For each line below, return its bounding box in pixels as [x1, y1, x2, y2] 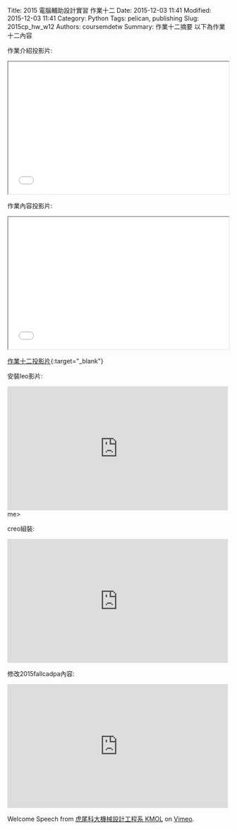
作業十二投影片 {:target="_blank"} [7, 357, 104, 365]
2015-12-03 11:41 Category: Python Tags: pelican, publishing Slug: [7, 14, 200, 23]
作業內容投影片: [7, 202, 53, 210]
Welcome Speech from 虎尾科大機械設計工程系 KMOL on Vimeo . [7, 814, 195, 823]
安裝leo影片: [7, 372, 43, 380]
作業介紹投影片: [7, 47, 53, 54]
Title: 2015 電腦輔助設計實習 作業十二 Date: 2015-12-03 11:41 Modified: [7, 6, 212, 14]
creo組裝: [7, 524, 35, 533]
